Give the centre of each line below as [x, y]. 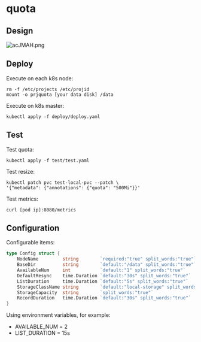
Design [20, 31]
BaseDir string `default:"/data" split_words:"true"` [107, 265]
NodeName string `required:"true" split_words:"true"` [107, 259]
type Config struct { [33, 253]
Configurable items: [31, 243]
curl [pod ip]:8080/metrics [41, 210]
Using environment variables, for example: [58, 315]
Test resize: [20, 171]
